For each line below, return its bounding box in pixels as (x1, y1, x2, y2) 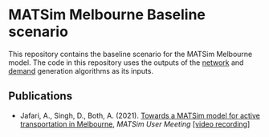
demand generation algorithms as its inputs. (8, 66, 154, 75)
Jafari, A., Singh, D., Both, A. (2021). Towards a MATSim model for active (19, 111, 261, 120)
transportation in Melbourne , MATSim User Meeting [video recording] (19, 119, 251, 129)
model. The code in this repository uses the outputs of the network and (8, 58, 244, 67)
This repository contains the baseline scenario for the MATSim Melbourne (8, 49, 253, 58)
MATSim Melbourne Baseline (8, 6, 206, 24)
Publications (8, 90, 73, 103)
